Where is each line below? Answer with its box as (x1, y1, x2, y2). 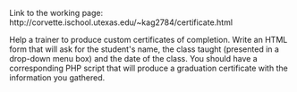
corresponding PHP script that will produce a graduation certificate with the (9, 63, 288, 73)
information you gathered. (9, 72, 106, 83)
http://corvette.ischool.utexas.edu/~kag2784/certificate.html (9, 17, 233, 28)
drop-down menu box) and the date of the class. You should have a (9, 54, 258, 63)
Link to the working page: (9, 8, 104, 18)
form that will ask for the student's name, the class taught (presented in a (9, 44, 280, 54)
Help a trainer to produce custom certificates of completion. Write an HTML (9, 35, 288, 45)
